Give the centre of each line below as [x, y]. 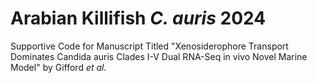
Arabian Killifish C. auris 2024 [138, 18]
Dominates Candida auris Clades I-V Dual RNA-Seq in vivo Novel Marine [159, 56]
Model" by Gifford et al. [58, 67]
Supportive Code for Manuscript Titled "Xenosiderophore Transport [149, 46]
